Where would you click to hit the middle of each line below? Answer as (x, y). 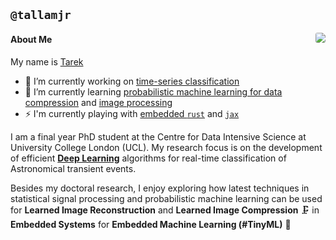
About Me (31, 39)
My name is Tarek (47, 61)
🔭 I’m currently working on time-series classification (132, 81)
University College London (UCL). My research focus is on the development (166, 147)
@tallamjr (41, 15)
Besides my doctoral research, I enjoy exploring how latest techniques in (160, 188)
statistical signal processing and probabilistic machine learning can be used (166, 198)
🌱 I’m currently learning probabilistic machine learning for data (153, 91)
